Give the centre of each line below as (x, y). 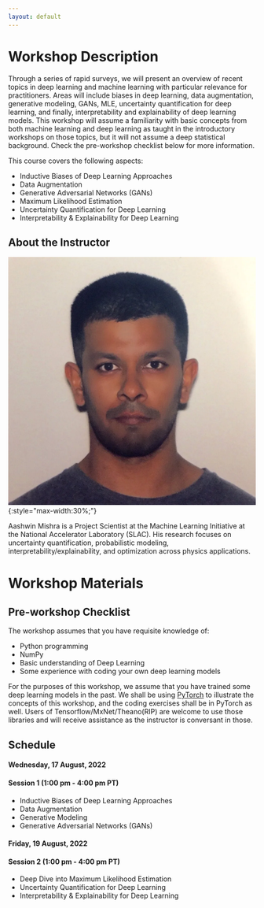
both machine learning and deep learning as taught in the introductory (122, 128)
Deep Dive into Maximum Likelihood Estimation (95, 879)
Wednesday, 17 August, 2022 (57, 765)
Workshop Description (83, 56)
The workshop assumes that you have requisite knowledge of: (109, 631)
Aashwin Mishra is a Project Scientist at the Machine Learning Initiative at (126, 526)
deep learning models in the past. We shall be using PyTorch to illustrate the (131, 695)
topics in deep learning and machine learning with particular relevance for (128, 87)
